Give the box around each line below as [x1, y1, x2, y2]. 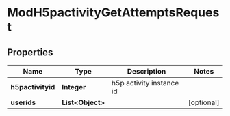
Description [127, 67, 166, 76]
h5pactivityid [10, 83, 55, 91]
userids [10, 98, 36, 107]
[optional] [188, 98, 220, 107]
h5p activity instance [112, 78, 179, 87]
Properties [7, 46, 53, 58]
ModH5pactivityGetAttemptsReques [7, 5, 220, 20]
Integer [61, 83, 86, 91]
